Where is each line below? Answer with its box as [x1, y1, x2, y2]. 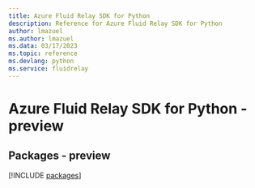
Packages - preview [8, 149, 111, 163]
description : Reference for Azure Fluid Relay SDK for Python [8, 19, 223, 28]
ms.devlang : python [8, 58, 74, 66]
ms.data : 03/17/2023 [8, 42, 79, 50]
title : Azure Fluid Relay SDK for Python [8, 11, 151, 20]
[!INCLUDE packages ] [8, 170, 82, 180]
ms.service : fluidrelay [8, 65, 89, 73]
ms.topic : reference [8, 49, 79, 58]
